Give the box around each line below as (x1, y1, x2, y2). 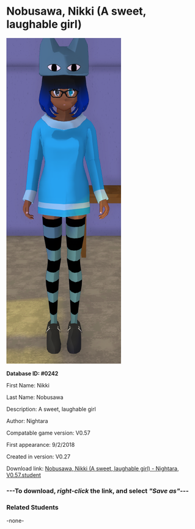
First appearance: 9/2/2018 (6, 441, 75, 448)
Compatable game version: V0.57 (6, 429, 90, 436)
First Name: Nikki (6, 381, 50, 389)
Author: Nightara (6, 417, 48, 424)
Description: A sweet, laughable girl (6, 405, 96, 413)
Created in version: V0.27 (6, 452, 71, 460)
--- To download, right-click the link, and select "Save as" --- (6, 486, 189, 495)
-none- (6, 517, 24, 525)
